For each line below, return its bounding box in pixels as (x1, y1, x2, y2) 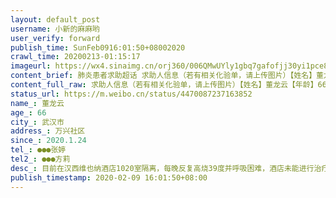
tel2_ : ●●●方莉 (10, 154, 71, 164)
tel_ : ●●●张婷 (10, 145, 67, 155)
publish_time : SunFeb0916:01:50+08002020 (10, 42, 186, 53)
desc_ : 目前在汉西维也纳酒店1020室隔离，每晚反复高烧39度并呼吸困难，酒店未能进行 (10, 163, 315, 173)
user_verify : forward (10, 33, 101, 43)
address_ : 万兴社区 (10, 126, 86, 136)
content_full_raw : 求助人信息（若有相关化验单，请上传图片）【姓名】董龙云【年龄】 (10, 80, 318, 90)
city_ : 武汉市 (10, 117, 65, 127)
